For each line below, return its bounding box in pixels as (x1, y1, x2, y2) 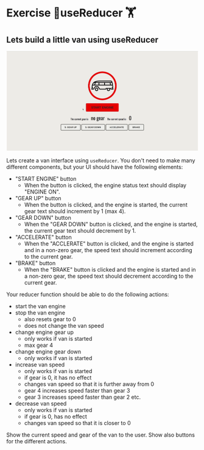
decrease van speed (15, 400, 67, 407)
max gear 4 (24, 341, 54, 349)
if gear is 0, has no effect (24, 413, 87, 420)
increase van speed (15, 361, 65, 368)
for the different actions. (6, 438, 67, 445)
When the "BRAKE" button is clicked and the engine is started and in (24, 266, 196, 274)
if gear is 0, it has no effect (24, 374, 92, 382)
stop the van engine (15, 309, 66, 316)
